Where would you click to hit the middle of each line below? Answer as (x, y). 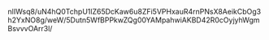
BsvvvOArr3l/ (30, 28)
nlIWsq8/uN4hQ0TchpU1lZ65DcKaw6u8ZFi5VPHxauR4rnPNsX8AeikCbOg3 (134, 12)
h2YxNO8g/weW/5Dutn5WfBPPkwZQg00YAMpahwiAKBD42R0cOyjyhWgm (134, 20)
